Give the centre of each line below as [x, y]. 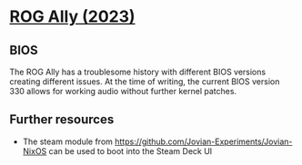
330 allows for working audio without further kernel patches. [123, 91]
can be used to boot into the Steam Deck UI [131, 150]
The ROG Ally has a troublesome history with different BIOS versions [138, 72]
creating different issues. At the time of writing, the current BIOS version [145, 82]
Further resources [62, 120]
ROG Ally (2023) [72, 17]
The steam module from [68, 141]
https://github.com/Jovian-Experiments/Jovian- [204, 141]
